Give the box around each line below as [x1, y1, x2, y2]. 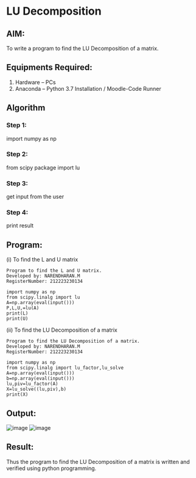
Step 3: [6, 179, 29, 187]
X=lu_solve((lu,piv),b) [6, 386, 67, 393]
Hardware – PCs [15, 78, 56, 86]
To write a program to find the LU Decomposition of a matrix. [6, 45, 159, 52]
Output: [6, 408, 37, 418]
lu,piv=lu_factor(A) [6, 381, 59, 387]
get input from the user [6, 193, 65, 201]
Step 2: [6, 150, 29, 159]
